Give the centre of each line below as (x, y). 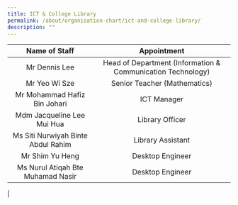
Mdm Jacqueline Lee (50, 116)
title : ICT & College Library (52, 14)
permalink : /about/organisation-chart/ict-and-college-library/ (104, 21)
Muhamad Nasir (50, 177)
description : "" (31, 27)
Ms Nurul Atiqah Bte (50, 167)
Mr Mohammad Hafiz (50, 95)
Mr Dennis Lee (50, 67)
